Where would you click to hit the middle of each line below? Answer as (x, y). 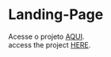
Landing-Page (56, 15)
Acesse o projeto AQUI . (46, 36)
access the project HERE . (50, 44)
